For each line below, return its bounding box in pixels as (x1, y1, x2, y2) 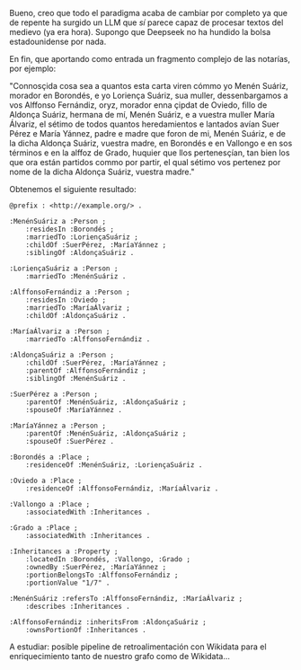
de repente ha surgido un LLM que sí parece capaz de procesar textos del (9, 17, 284, 28)
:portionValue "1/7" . (25, 578, 111, 587)
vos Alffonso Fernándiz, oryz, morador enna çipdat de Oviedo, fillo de (9, 100, 268, 110)
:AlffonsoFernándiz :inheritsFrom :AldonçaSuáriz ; (9, 618, 207, 627)
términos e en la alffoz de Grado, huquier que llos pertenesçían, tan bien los (9, 147, 290, 158)
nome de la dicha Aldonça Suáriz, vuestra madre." (9, 166, 195, 177)
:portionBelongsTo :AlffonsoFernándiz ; (25, 570, 179, 579)
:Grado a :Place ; (9, 524, 78, 533)
